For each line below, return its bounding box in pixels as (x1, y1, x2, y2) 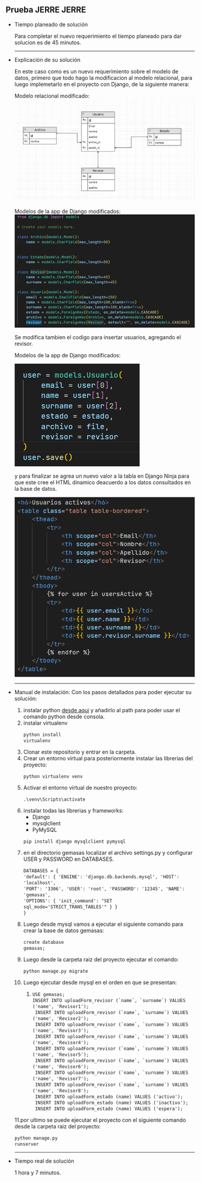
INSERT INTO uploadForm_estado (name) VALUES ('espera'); (35, 1106, 184, 1112)
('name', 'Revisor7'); (32, 1076, 89, 1082)
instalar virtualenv (23, 719, 68, 727)
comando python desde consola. (23, 713, 105, 721)
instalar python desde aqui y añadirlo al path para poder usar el (23, 707, 181, 714)
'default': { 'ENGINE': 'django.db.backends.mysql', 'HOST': (23, 874, 179, 880)
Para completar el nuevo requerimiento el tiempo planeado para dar (14, 32, 182, 40)
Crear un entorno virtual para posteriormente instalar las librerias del (23, 755, 193, 762)
